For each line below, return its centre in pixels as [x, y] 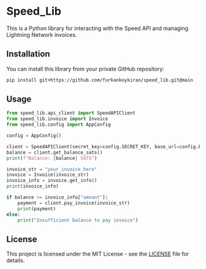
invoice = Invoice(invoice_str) [48, 175]
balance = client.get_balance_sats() [55, 152]
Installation [28, 54]
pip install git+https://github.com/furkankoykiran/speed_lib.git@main [100, 80]
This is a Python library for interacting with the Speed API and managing [97, 28]
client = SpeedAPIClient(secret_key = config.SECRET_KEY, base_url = [93, 146]
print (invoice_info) [33, 186]
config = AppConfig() [34, 136]
